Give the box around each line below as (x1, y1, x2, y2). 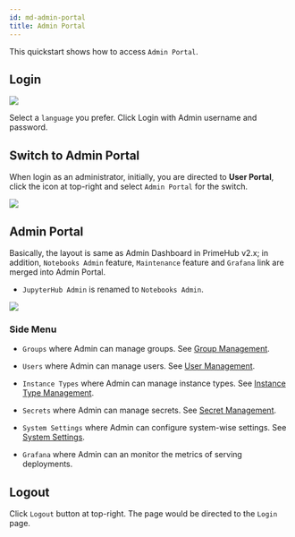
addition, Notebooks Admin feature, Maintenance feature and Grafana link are (9, 257, 284, 268)
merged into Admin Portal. (9, 266, 105, 277)
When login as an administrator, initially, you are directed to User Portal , (9, 172, 274, 183)
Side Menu (9, 323, 57, 336)
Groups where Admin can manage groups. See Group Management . (21, 344, 270, 354)
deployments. (21, 458, 73, 470)
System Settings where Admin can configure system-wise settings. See (21, 422, 287, 433)
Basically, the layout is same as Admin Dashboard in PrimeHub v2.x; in (9, 247, 269, 258)
